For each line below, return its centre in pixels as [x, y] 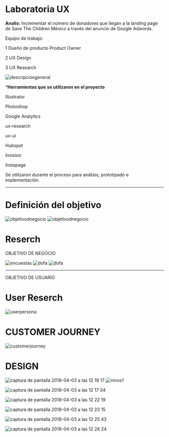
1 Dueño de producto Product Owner [43, 48]
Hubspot [14, 145]
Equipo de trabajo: [24, 38]
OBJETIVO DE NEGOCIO [31, 253]
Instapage [16, 165]
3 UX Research [21, 67]
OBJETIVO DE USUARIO [30, 277]
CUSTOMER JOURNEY [53, 332]
